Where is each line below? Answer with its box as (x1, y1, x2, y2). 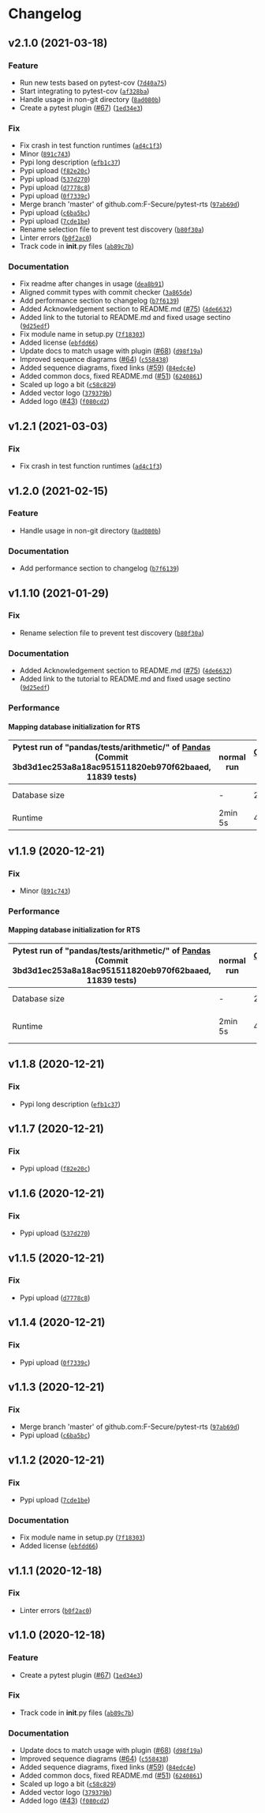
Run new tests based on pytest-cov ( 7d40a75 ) (19, 77, 167, 87)
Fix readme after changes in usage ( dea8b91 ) (19, 279, 165, 288)
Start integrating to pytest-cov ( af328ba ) (19, 86, 150, 96)
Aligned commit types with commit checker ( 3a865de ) (19, 288, 193, 297)
